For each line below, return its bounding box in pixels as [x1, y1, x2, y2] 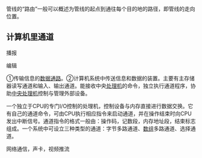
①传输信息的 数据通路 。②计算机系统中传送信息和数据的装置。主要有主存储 [6, 74, 195, 82]
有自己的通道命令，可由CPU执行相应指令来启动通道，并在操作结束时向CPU [6, 110, 192, 117]
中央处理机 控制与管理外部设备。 [11, 90, 91, 97]
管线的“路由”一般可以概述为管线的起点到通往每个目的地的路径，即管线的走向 [6, 5, 195, 12]
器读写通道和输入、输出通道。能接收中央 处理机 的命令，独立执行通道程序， [6, 82, 191, 89]
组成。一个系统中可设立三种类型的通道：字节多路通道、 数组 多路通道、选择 [6, 125, 191, 132]
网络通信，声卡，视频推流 [6, 145, 70, 152]
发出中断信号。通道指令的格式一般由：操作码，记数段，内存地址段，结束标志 [6, 117, 196, 124]
